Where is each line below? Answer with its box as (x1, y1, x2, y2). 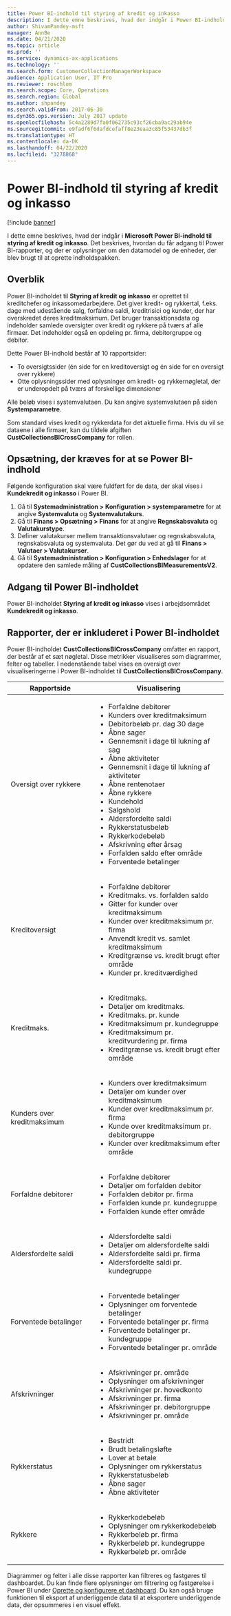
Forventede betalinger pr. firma (108, 1317, 209, 1327)
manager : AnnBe (7, 29, 51, 37)
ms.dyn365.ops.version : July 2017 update (7, 112, 128, 119)
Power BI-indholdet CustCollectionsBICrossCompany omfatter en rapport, (7, 645, 221, 653)
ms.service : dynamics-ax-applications (7, 55, 118, 62)
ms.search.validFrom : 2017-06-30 (7, 106, 103, 113)
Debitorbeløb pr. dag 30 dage (108, 719, 204, 729)
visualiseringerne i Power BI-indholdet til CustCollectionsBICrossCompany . (7, 667, 223, 675)
